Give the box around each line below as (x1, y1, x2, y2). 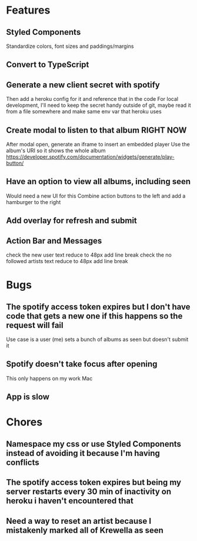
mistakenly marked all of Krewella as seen (6, 525, 163, 535)
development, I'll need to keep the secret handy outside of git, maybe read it (6, 101, 191, 109)
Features (6, 4, 51, 17)
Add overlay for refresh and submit (6, 216, 137, 226)
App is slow (6, 392, 50, 402)
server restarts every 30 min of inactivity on (6, 487, 172, 497)
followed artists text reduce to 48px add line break (6, 258, 128, 265)
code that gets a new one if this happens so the (6, 311, 183, 321)
